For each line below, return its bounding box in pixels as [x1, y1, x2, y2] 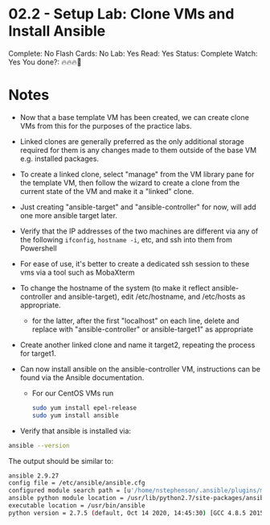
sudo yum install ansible [31, 411, 119, 420]
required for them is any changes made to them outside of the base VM [19, 145, 257, 155]
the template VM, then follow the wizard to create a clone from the [19, 178, 240, 188]
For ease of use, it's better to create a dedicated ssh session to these [19, 258, 250, 268]
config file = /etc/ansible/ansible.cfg [8, 479, 146, 487]
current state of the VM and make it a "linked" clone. [19, 186, 194, 196]
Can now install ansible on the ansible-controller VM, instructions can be [19, 364, 261, 374]
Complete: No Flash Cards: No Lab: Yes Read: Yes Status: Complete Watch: [8, 48, 259, 58]
